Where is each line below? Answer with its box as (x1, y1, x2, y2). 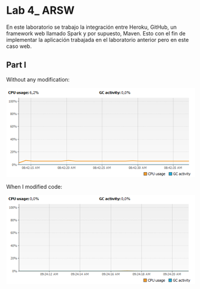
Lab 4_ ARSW (6, 4, 75, 17)
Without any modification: (6, 76, 70, 83)
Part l (6, 60, 26, 70)
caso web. (6, 43, 32, 50)
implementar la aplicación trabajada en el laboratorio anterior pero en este (6, 36, 189, 43)
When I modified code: (6, 183, 63, 191)
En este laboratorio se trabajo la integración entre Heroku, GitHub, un (6, 23, 177, 31)
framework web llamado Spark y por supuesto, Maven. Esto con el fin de (6, 29, 186, 37)
